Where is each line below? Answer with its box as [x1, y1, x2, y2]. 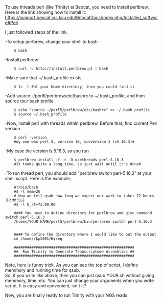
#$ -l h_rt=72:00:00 [14, 202, 56, 207]
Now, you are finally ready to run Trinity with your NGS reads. [5, 292, 129, 298]
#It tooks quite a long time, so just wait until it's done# [14, 162, 141, 166]
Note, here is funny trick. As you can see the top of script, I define [5, 262, 139, 268]
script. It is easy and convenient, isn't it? [5, 283, 87, 288]
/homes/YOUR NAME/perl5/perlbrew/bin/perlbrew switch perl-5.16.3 [14, 219, 152, 224]
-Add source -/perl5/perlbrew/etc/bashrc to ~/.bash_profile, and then [5, 93, 145, 98]
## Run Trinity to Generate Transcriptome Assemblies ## [14, 249, 135, 254]
